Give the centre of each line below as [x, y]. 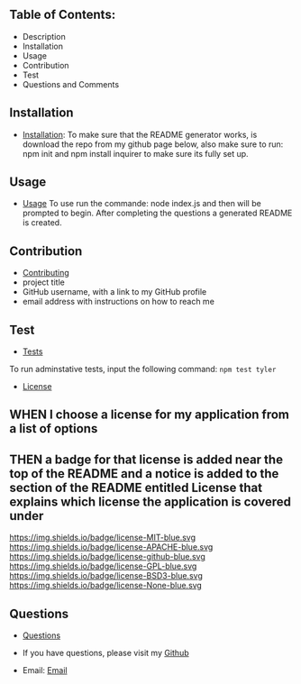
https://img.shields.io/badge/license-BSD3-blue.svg [106, 576]
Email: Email [45, 670]
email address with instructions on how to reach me [118, 302]
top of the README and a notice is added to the [144, 474]
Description [44, 36]
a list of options [54, 429]
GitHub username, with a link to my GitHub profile [114, 292]
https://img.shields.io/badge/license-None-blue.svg [106, 586]
